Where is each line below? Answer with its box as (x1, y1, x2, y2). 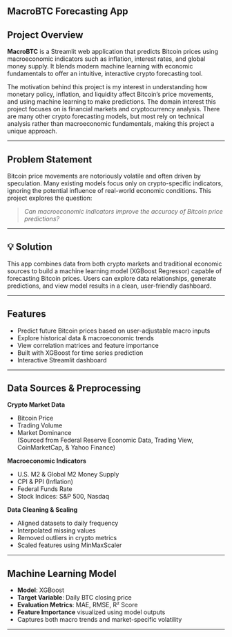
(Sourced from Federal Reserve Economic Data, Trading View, (17, 436, 193, 445)
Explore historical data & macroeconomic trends (17, 333, 154, 342)
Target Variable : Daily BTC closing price (17, 593, 133, 602)
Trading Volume (17, 421, 63, 430)
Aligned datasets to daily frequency (17, 519, 119, 528)
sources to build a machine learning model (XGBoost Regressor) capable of (7, 266, 222, 275)
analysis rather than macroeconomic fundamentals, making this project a (7, 120, 215, 128)
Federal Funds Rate (17, 485, 72, 493)
